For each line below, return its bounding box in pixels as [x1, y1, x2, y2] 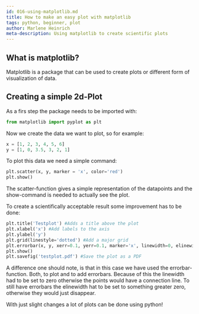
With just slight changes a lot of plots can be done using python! [6, 301, 163, 308]
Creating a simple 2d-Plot [6, 92, 102, 102]
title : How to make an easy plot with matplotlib [6, 14, 131, 20]
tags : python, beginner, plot [6, 20, 81, 25]
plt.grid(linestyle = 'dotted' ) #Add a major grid [6, 237, 129, 243]
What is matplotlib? [6, 53, 80, 63]
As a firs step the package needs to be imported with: [6, 107, 137, 114]
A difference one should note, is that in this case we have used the [6, 264, 169, 271]
